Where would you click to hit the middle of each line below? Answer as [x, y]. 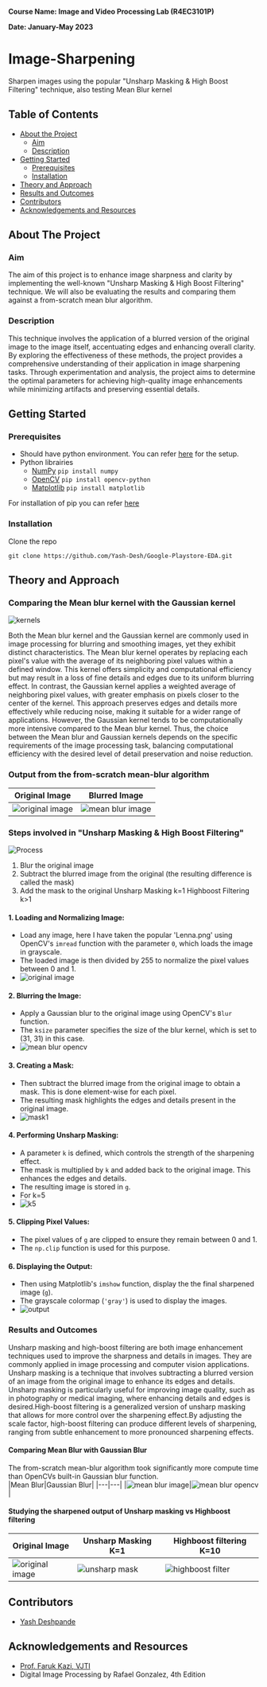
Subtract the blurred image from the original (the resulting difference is [136, 874]
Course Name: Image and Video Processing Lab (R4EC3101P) [111, 12]
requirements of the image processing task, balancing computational [121, 746]
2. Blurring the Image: [45, 995]
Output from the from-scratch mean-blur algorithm [109, 775]
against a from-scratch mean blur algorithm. [81, 300]
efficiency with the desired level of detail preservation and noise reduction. [131, 754]
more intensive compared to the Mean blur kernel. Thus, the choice [118, 728]
